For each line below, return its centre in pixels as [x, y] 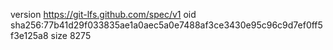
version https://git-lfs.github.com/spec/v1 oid [103, 14]
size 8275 [71, 35]
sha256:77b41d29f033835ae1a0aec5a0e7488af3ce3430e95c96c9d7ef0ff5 [166, 25]
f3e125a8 [29, 35]
